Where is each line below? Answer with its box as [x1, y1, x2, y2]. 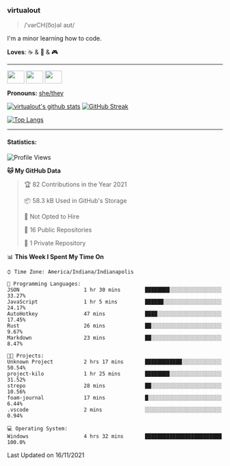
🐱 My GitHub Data [7, 167, 62, 175]
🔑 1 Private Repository [23, 238, 86, 247]
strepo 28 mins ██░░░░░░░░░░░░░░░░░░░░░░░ [7, 382, 222, 389]
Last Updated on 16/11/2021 [7, 451, 85, 459]
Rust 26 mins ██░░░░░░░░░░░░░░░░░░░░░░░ [7, 322, 222, 329]
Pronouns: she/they [7, 89, 64, 97]
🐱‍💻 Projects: [7, 352, 44, 359]
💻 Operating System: [7, 425, 68, 432]
